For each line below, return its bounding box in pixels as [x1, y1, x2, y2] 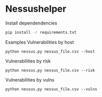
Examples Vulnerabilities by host [5, 39, 74, 45]
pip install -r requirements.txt [5, 30, 77, 35]
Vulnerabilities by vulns [5, 77, 55, 83]
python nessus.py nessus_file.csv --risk [5, 67, 95, 73]
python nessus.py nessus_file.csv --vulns [5, 86, 97, 92]
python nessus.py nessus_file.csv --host [5, 49, 95, 54]
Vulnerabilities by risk [5, 58, 51, 64]
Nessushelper [5, 3, 67, 15]
